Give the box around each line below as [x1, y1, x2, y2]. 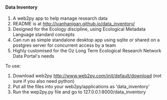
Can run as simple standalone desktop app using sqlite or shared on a [12, 37, 160, 43]
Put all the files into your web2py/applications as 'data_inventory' [12, 84, 150, 90]
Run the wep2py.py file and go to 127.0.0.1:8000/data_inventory [12, 89, 146, 95]
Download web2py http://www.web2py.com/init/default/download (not [12, 73, 162, 79]
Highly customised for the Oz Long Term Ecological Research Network [12, 48, 162, 54]
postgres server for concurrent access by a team [12, 42, 116, 48]
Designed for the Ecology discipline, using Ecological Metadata [12, 26, 146, 32]
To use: [5, 63, 21, 69]
